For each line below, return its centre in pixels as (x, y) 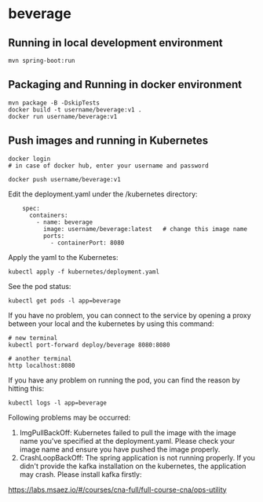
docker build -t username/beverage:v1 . (75, 110)
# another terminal (40, 358)
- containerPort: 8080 (87, 243)
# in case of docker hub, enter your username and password (109, 166)
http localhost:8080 (42, 365)
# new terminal (33, 338)
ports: (54, 236)
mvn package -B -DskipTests (54, 103)
